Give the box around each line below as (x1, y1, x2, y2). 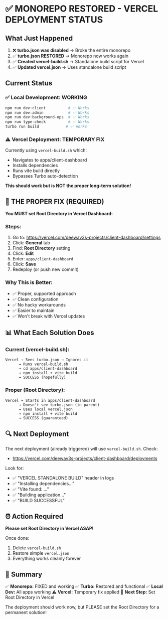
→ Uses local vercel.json (18, 407, 73, 412)
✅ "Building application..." (12, 492, 66, 498)
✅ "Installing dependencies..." (12, 480, 75, 487)
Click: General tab (12, 240, 50, 246)
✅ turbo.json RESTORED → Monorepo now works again (12, 53, 129, 59)
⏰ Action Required (5, 512, 64, 521)
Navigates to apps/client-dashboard (12, 157, 87, 163)
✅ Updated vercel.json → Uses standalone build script (12, 64, 126, 70)
